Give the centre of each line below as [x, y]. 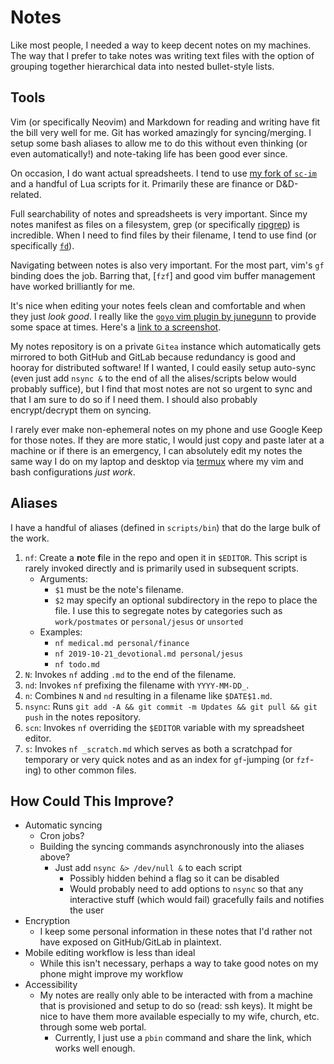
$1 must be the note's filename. [119, 589]
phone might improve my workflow [111, 974]
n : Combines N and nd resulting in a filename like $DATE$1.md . [148, 695]
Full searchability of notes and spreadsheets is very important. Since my [159, 213]
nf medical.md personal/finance [122, 643]
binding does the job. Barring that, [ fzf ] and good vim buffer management [163, 275]
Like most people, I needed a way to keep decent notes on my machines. [161, 45]
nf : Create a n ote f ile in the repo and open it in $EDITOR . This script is [166, 557]
